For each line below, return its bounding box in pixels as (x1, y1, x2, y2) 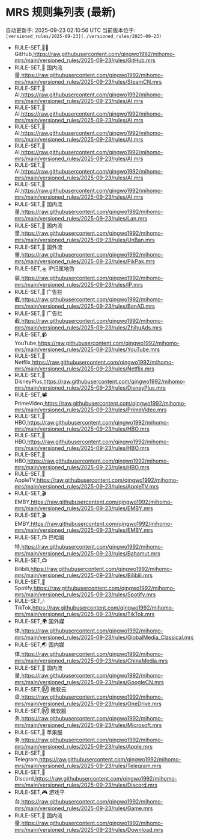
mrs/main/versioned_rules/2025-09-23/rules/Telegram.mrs (14, 762, 162, 769)
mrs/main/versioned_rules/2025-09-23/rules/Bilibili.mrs (14, 572, 153, 579)
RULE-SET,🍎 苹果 (14, 728, 58, 735)
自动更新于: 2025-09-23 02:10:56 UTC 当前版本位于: (5, 27, 136, 34)
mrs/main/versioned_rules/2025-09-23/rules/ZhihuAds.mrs (14, 323, 162, 331)
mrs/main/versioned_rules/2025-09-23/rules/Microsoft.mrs (14, 721, 162, 729)
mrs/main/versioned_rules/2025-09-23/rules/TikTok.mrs (14, 610, 155, 617)
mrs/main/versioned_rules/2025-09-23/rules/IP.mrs (14, 281, 144, 288)
